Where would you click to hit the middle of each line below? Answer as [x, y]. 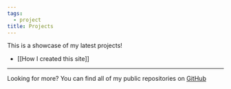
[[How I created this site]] [53, 59]
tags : [15, 13]
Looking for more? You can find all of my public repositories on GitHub [107, 79]
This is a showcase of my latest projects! [65, 46]
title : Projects [30, 26]
